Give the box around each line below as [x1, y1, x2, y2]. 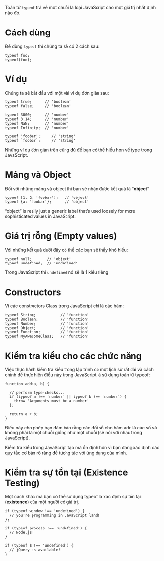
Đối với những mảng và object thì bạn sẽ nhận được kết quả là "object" [5, 185, 150, 192]
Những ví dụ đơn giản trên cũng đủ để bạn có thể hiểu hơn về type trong [5, 147, 152, 153]
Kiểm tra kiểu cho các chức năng [5, 350, 142, 362]
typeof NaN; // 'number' [5, 121, 69, 126]
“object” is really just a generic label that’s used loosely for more [5, 208, 135, 214]
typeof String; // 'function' [5, 312, 90, 317]
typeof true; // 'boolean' [5, 99, 71, 104]
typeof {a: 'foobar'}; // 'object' [5, 199, 90, 204]
